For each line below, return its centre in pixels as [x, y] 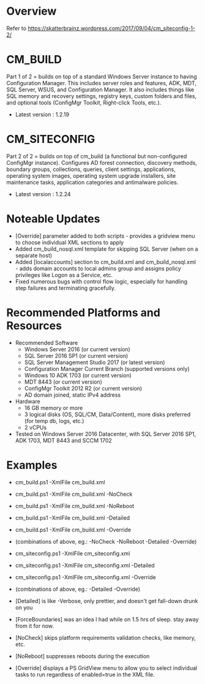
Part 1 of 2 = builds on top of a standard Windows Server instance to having [102, 76]
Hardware [28, 401]
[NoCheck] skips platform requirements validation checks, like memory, [105, 637]
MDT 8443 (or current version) [63, 382]
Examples [32, 465]
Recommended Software [47, 343]
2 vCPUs [35, 427]
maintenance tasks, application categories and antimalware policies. [92, 182]
